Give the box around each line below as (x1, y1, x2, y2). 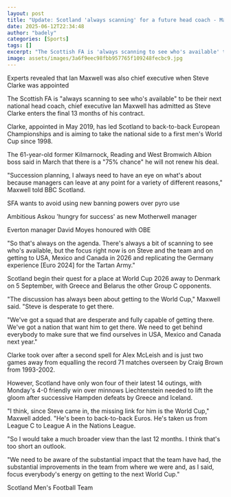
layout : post (7, 10, 45, 17)
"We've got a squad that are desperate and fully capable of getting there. (7, 315, 214, 324)
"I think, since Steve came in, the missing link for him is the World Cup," (7, 407, 210, 415)
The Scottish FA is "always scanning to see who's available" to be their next (7, 94, 222, 103)
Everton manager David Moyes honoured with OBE (7, 225, 151, 234)
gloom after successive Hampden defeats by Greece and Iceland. (7, 393, 193, 401)
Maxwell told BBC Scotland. (7, 185, 86, 193)
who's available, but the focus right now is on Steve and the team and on (7, 246, 213, 255)
